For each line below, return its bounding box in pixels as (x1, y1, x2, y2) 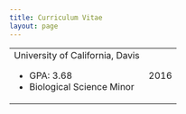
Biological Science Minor (29, 80, 135, 92)
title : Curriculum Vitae (9, 13, 103, 22)
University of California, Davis (14, 48, 140, 61)
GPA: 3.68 (29, 69, 73, 82)
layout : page (9, 22, 59, 31)
